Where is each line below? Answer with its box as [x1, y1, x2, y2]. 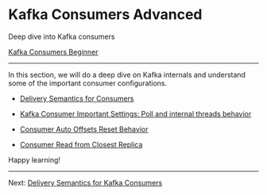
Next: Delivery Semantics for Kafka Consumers [8, 178, 163, 187]
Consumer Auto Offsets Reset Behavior [19, 124, 149, 134]
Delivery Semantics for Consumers [19, 94, 134, 103]
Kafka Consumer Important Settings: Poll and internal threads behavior [19, 109, 252, 118]
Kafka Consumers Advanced [8, 6, 203, 24]
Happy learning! [8, 155, 61, 164]
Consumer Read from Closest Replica [19, 140, 143, 149]
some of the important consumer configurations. [8, 78, 168, 88]
